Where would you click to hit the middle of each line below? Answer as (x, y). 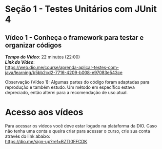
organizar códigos (33, 45)
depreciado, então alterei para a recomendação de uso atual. (66, 92)
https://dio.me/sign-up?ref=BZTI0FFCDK (46, 141)
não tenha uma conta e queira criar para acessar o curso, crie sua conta (78, 131)
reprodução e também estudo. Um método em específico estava (70, 87)
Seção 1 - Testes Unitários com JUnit (81, 9)
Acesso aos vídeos (44, 112)
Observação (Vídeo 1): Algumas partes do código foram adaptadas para (77, 82)
